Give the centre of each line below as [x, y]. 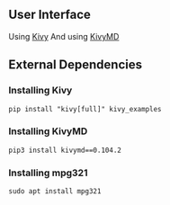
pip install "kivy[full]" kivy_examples [85, 109]
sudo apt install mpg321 [55, 192]
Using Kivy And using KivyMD [64, 36]
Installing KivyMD [48, 131]
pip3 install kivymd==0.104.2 [65, 150]
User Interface [50, 15]
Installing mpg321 [48, 173]
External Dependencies [76, 65]
